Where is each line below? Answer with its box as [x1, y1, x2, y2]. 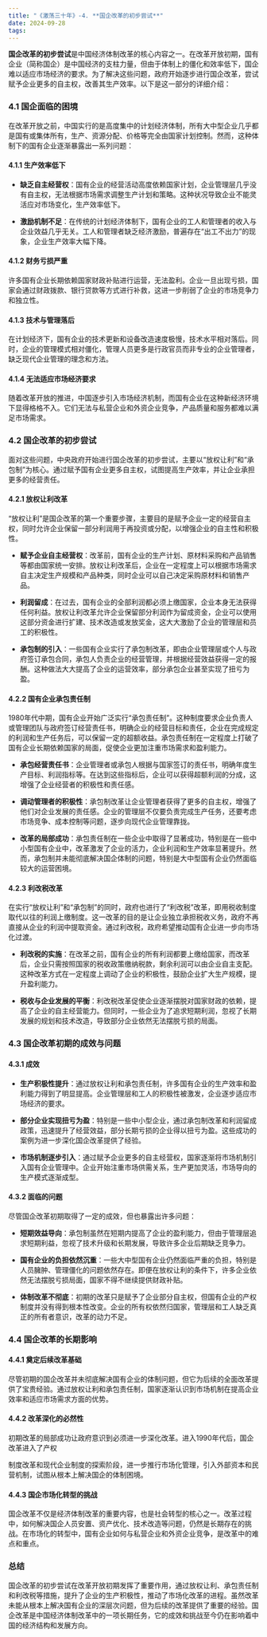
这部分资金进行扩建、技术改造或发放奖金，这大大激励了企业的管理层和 [19, 617, 250, 627]
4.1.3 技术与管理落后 [8, 315, 75, 325]
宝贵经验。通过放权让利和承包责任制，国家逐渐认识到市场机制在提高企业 [21, 1384, 259, 1394]
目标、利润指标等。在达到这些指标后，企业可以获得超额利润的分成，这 [26, 770, 257, 780]
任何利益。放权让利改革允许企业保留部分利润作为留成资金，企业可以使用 [19, 607, 257, 616]
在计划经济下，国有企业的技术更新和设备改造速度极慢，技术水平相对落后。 [8, 334, 252, 344]
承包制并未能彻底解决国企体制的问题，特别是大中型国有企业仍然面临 [33, 854, 257, 864]
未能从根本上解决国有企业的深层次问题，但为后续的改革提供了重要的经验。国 [8, 1600, 259, 1610]
